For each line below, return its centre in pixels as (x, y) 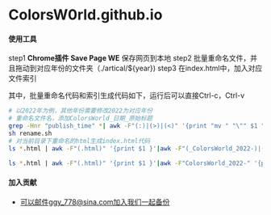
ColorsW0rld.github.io (85, 15)
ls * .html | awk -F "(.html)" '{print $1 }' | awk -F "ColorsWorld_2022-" (129, 163)
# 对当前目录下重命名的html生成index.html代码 (79, 141)
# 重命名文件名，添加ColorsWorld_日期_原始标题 (81, 119)
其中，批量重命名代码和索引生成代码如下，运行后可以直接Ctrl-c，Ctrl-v (127, 95)
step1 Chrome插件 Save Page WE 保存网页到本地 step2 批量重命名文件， (129, 58)
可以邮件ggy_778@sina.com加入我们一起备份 (95, 202)
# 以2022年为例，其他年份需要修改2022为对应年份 (81, 111)
